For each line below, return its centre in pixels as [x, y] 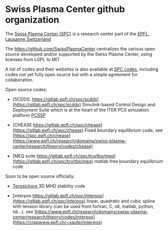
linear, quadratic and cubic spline [121, 201]
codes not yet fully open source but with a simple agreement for [71, 74]
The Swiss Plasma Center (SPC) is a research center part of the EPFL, [77, 34]
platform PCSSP [29, 115]
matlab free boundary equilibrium [129, 161]
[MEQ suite [24, 156]
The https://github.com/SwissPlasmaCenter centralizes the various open [80, 49]
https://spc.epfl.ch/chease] [43, 135]
